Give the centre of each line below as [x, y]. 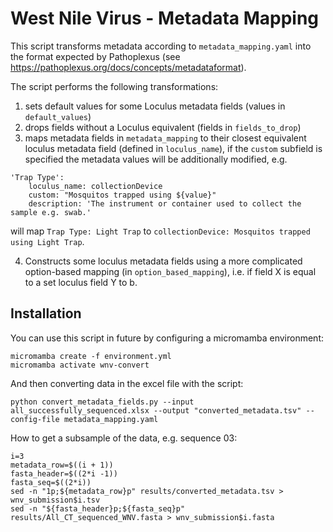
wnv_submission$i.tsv [55, 500]
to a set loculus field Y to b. [81, 282]
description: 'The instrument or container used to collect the [165, 203]
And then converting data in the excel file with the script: [127, 383]
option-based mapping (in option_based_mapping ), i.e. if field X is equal [170, 271]
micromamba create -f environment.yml [91, 356]
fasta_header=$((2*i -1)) [64, 473]
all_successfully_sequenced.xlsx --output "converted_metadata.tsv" [156, 410]
